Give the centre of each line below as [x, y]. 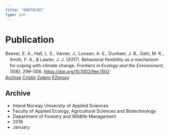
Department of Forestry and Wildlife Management [64, 116]
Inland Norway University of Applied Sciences [60, 105]
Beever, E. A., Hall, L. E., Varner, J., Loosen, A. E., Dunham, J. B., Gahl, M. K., [85, 54]
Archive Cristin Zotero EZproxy [37, 77]
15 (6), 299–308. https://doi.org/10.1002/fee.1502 [60, 72]
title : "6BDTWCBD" [25, 10]
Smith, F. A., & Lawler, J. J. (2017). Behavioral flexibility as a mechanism [84, 60]
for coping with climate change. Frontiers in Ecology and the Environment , [87, 66]
